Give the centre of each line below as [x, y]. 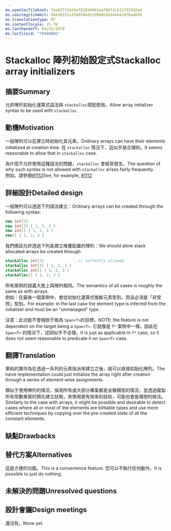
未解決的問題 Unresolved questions [61, 491]
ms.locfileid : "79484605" [33, 34]
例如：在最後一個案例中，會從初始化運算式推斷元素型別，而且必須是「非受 [83, 297]
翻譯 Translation [31, 356]
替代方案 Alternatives [39, 455]
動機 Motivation [30, 128]
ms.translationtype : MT [31, 19]
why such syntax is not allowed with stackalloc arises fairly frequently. [80, 169]
